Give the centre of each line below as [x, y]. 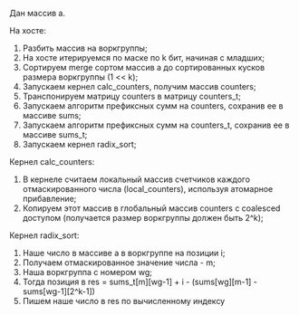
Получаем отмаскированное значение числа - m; [119, 262]
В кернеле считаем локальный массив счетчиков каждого [136, 179]
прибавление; [49, 199]
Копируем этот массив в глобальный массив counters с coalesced [151, 208]
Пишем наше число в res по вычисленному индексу [124, 301]
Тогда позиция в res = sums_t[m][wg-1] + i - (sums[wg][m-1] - [140, 282]
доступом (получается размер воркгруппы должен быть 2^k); [143, 218]
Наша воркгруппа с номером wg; [87, 272]
